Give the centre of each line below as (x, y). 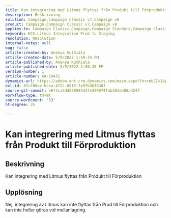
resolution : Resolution (31, 39)
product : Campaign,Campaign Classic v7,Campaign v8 (61, 24)
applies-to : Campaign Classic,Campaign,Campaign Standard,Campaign (78, 29)
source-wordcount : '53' (31, 100)
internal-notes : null (28, 43)
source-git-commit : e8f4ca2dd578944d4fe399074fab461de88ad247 (73, 90)
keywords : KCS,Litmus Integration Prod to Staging (60, 34)
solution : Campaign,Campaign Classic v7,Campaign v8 (62, 19)
